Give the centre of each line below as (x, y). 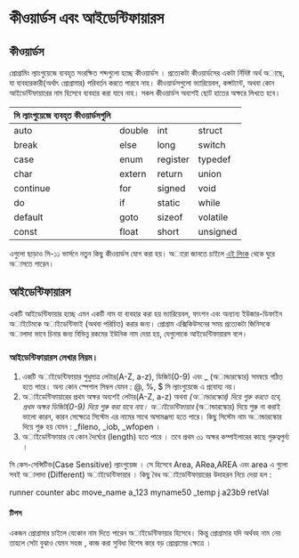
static (169, 202)
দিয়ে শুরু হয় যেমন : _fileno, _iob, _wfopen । (92, 427)
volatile (213, 217)
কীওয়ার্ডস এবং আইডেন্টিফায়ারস (87, 18)
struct (210, 130)
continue (32, 188)
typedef (214, 159)
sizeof (170, 217)
